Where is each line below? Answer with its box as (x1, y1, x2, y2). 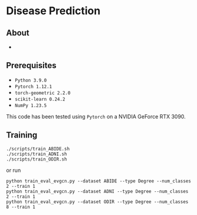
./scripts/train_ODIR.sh (6, 156, 67, 162)
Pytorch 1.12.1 (14, 84, 52, 89)
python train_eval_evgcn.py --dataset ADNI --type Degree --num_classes (6, 188, 189, 194)
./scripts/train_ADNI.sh (6, 151, 67, 157)
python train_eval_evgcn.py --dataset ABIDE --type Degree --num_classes (6, 178, 192, 184)
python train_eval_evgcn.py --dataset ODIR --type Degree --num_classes (6, 198, 189, 205)
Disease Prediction (6, 4, 101, 18)
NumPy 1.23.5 (14, 102, 47, 108)
